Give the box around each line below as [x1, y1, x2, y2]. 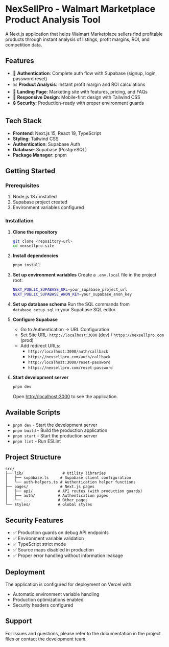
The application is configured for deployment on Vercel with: [5, 581, 133, 588]
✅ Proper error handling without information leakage [12, 552, 124, 559]
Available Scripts [5, 408, 60, 417]
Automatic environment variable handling [12, 591, 100, 597]
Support [5, 617, 32, 626]
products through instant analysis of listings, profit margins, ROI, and [5, 36, 150, 42]
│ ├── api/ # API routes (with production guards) [5, 489, 143, 494]
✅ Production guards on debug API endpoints [12, 529, 109, 536]
